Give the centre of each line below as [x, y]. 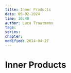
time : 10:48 [17, 18]
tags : [10, 28]
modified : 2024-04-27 [27, 41]
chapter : [14, 37]
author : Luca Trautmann [29, 23]
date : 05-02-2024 [23, 14]
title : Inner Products [28, 9]
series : [13, 32]
